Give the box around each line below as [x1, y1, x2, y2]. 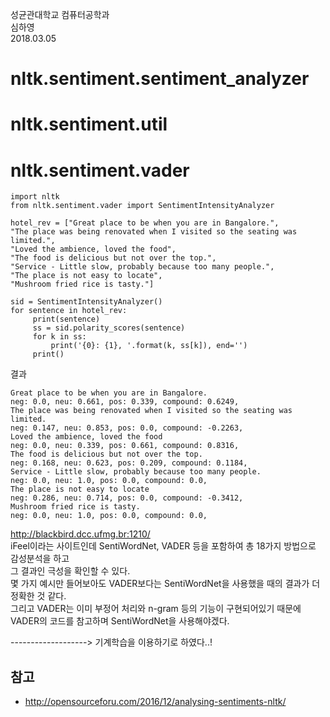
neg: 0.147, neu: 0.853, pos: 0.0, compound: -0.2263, [10, 423, 244, 433]
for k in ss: [32, 332, 87, 342]
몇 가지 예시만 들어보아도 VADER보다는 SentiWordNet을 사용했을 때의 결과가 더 [10, 578, 321, 590]
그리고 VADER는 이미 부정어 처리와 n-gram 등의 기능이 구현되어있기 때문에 [10, 603, 302, 615]
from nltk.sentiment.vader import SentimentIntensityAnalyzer [10, 201, 275, 211]
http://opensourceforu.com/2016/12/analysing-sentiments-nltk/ [24, 696, 287, 708]
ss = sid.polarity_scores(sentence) [32, 323, 186, 333]
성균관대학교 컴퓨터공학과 [10, 9, 110, 20]
